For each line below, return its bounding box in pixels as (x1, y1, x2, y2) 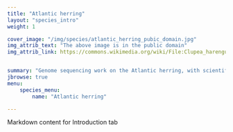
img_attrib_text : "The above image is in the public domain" (7, 42, 188, 49)
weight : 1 (7, 23, 36, 30)
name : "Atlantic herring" (32, 93, 107, 100)
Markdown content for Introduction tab (7, 118, 118, 126)
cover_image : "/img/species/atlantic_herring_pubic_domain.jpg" (7, 35, 197, 42)
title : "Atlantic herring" (7, 10, 85, 17)
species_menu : (19, 86, 60, 94)
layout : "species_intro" (7, 17, 79, 24)
